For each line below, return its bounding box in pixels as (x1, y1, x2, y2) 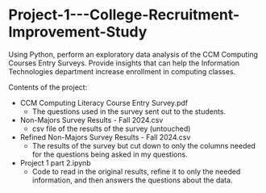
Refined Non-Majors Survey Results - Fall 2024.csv (19, 132, 191, 142)
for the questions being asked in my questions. (31, 149, 188, 159)
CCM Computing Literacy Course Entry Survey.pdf (19, 98, 188, 107)
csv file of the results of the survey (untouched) (31, 124, 191, 133)
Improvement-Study (8, 23, 148, 41)
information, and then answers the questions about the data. (31, 175, 233, 185)
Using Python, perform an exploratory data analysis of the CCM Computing (8, 49, 259, 59)
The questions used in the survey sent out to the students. (31, 107, 227, 116)
